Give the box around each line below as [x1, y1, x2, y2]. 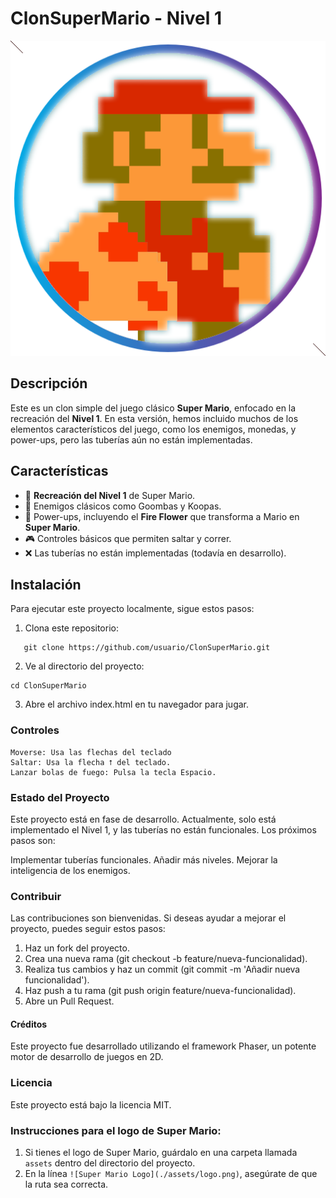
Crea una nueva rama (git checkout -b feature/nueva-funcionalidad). [24, 953, 308, 965]
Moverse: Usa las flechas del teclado [10, 747, 172, 757]
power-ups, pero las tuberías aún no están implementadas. [10, 433, 253, 446]
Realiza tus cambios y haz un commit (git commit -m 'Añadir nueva [24, 963, 301, 976]
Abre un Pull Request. [24, 995, 115, 1007]
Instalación [10, 576, 82, 593]
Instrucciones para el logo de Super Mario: [10, 1123, 222, 1137]
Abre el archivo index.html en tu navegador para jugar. [24, 698, 250, 711]
